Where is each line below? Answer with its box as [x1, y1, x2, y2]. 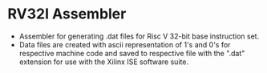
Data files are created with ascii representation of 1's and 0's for [18, 39, 231, 49]
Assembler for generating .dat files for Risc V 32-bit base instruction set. [18, 31, 260, 41]
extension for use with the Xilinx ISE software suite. [18, 57, 189, 67]
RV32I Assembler [7, 5, 127, 23]
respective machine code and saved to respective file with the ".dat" [18, 48, 245, 58]
